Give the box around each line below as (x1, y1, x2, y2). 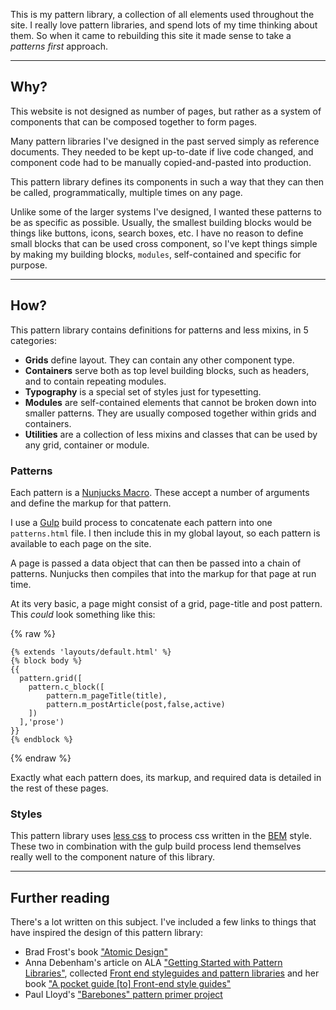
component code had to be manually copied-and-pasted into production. (10, 156, 312, 168)
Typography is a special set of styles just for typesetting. (24, 385, 262, 398)
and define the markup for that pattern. (10, 497, 172, 509)
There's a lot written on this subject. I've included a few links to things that (10, 916, 317, 928)
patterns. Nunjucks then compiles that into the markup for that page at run (10, 567, 317, 579)
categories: (10, 334, 57, 346)
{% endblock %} (10, 734, 74, 744)
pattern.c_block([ (28, 682, 105, 692)
